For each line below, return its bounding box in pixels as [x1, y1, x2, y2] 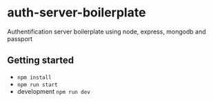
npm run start [17, 81, 58, 88]
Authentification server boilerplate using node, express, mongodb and [7, 27, 207, 36]
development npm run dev [17, 87, 91, 95]
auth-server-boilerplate [7, 5, 146, 21]
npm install [17, 74, 52, 81]
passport [7, 34, 33, 42]
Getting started [7, 55, 74, 66]
